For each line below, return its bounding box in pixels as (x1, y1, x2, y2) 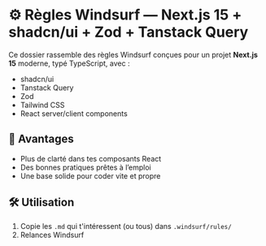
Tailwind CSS (20, 100, 65, 110)
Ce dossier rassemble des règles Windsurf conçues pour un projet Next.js (8, 50, 259, 59)
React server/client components (20, 108, 128, 119)
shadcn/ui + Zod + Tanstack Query (8, 23, 249, 41)
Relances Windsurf (20, 230, 85, 240)
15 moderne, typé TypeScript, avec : (8, 58, 130, 68)
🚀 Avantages (8, 132, 75, 146)
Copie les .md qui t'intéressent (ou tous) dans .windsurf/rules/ (20, 221, 232, 231)
